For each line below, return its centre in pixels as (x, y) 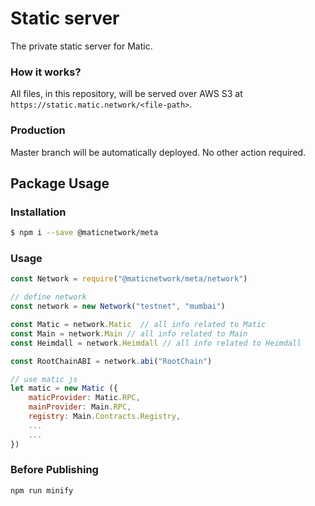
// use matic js (44, 379)
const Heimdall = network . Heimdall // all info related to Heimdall (156, 343)
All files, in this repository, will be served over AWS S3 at (126, 94)
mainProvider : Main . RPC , (80, 407)
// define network (48, 297)
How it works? (46, 72)
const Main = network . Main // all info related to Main (129, 333)
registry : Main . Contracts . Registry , (105, 417)
